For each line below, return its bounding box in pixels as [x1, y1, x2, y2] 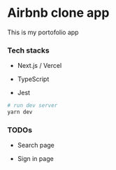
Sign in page [17, 155, 54, 163]
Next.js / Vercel [17, 62, 62, 70]
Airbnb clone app [7, 5, 110, 21]
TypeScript [17, 75, 50, 83]
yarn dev [7, 108, 33, 116]
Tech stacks [7, 45, 50, 55]
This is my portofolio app [7, 28, 79, 36]
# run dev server [7, 102, 58, 109]
